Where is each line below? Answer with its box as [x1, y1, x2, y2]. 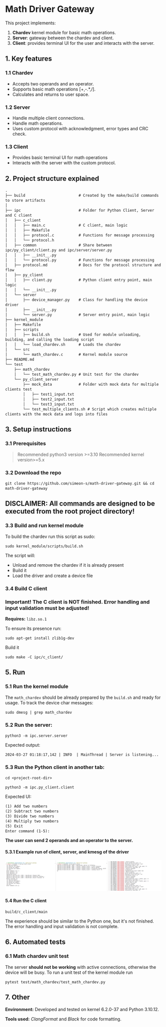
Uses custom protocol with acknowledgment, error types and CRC [12, 125, 149, 131]
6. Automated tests [5, 938, 66, 946]
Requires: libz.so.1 [5, 615, 47, 622]
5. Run [5, 668, 25, 677]
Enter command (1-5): [5, 829, 50, 834]
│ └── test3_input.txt [23, 402, 75, 407]
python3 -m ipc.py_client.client [5, 785, 75, 790]
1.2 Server [5, 103, 30, 110]
